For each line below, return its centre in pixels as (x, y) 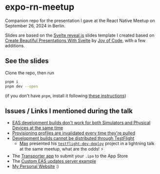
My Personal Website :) (36, 166)
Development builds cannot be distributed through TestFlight (73, 138)
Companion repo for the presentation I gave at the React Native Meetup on (80, 21)
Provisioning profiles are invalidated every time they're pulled (74, 133)
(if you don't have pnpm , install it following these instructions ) (66, 96)
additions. (15, 45)
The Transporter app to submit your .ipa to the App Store (70, 156)
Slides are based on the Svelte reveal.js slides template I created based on (80, 35)
